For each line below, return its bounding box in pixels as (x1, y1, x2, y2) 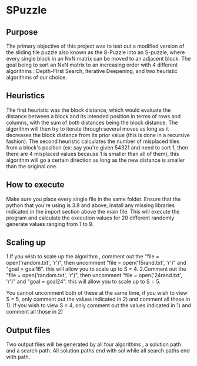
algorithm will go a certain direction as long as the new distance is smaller (6, 157, 185, 164)
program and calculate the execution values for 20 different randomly (6, 214, 175, 221)
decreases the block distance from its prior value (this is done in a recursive (6, 131, 190, 138)
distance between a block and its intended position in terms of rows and (6, 112, 181, 119)
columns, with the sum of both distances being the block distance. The (6, 119, 178, 126)
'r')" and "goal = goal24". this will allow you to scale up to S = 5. (6, 278, 161, 285)
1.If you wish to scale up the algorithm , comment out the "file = (6, 253, 160, 260)
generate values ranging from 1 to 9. (6, 220, 94, 227)
